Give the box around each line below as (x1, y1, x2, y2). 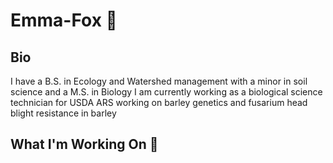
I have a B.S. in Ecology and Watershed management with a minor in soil (10, 75, 308, 87)
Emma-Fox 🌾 (10, 9, 118, 32)
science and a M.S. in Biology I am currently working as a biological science (10, 86, 323, 98)
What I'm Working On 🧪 (10, 136, 159, 153)
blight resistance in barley (10, 107, 117, 119)
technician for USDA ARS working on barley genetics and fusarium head (10, 97, 308, 108)
